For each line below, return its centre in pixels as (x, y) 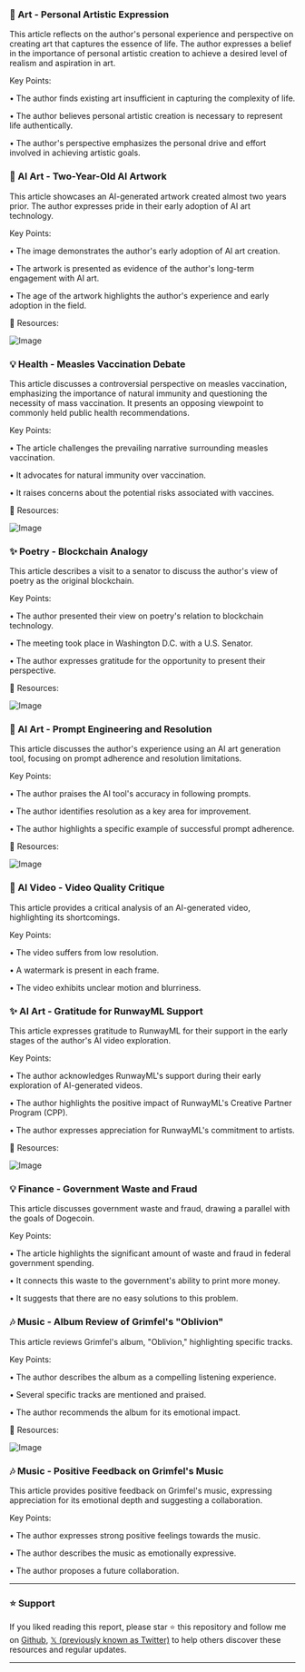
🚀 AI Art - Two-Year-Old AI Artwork (88, 176)
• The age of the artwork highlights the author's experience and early (139, 295)
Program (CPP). (39, 1113)
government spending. (52, 1263)
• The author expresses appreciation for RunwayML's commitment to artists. (152, 1131)
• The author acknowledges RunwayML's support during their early (135, 1076)
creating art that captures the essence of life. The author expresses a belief (151, 44)
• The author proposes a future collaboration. (94, 1570)
